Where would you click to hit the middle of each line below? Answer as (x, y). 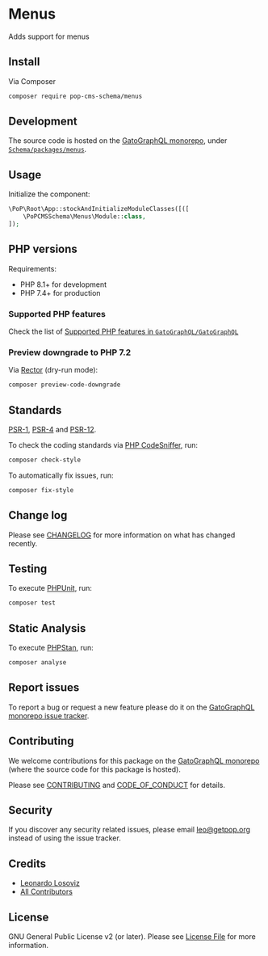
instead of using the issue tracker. (65, 838)
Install (24, 62)
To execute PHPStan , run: (51, 648)
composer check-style (45, 460)
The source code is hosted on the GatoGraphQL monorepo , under (118, 141)
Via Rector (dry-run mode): (53, 370)
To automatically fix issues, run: (61, 475)
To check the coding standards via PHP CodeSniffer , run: (103, 444)
